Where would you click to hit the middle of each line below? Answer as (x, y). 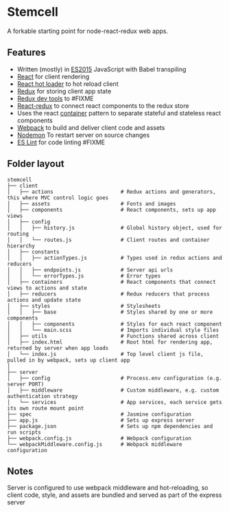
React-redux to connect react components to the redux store (103, 105)
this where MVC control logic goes (58, 198)
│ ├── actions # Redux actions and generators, (111, 192)
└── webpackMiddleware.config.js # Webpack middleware (95, 444)
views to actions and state (47, 288)
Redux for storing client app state (64, 91)
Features (26, 53)
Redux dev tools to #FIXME (55, 98)
